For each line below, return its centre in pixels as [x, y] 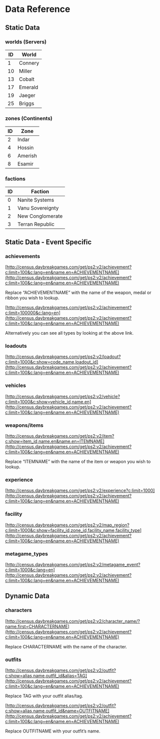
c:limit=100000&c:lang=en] [33, 313]
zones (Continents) [29, 118]
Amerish [27, 156]
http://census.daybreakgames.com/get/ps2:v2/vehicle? [63, 396]
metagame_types [27, 554]
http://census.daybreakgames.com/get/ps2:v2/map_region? [68, 525]
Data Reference [38, 9]
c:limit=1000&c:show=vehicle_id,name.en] [48, 401]
